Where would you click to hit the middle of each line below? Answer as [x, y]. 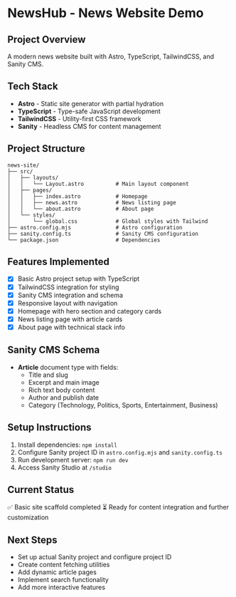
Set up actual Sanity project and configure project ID [95, 557]
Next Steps [32, 540]
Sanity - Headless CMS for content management [89, 126]
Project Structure [46, 149]
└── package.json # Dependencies [84, 240]
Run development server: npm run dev [73, 460]
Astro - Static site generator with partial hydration [91, 103]
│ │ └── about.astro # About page [81, 209]
